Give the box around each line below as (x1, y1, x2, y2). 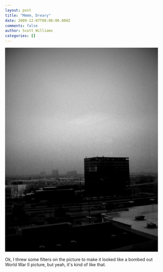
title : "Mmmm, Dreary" (5, 13, 51, 18)
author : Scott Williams (5, 28, 53, 34)
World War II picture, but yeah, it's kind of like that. (5, 262, 106, 267)
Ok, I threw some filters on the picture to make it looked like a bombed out (5, 256, 153, 262)
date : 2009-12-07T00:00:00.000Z (5, 18, 70, 23)
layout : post (5, 8, 32, 13)
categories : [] (5, 34, 36, 38)
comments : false (5, 23, 38, 28)
